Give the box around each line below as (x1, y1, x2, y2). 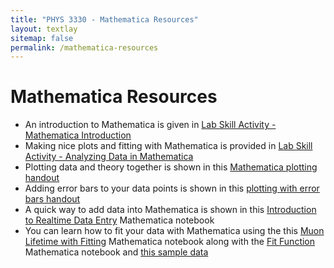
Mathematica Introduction (24, 129, 132, 141)
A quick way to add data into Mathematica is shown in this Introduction (24, 204, 317, 216)
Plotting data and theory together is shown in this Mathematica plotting (24, 161, 318, 173)
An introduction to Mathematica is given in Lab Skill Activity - (24, 119, 277, 131)
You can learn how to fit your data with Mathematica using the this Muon (24, 225, 325, 237)
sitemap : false (10, 33, 74, 43)
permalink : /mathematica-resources (10, 42, 159, 53)
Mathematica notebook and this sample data (24, 246, 209, 258)
